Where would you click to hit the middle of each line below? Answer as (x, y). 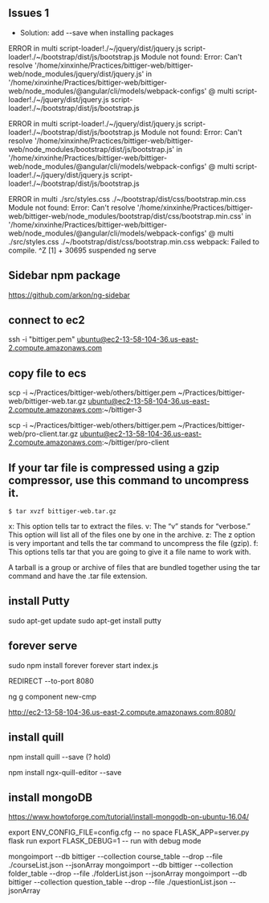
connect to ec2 (47, 320)
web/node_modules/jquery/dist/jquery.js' (76, 74)
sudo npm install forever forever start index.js (84, 665)
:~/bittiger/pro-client (135, 442)
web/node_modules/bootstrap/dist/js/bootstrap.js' (92, 149)
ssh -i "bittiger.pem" (42, 339)
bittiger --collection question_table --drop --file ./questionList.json (118, 882)
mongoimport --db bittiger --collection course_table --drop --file (116, 856)
